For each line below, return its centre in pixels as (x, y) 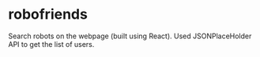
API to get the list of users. (51, 44)
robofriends (48, 14)
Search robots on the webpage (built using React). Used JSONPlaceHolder (130, 36)
